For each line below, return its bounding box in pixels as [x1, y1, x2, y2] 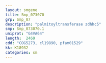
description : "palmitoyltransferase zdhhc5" [5, 21, 101, 27]
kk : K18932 [5, 45, 29, 50]
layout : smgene [5, 7, 38, 13]
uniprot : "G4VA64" [5, 31, 44, 36]
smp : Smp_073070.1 [5, 26, 44, 31]
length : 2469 [5, 36, 36, 41]
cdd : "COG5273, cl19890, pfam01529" [5, 41, 83, 46]
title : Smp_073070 [5, 12, 44, 17]
